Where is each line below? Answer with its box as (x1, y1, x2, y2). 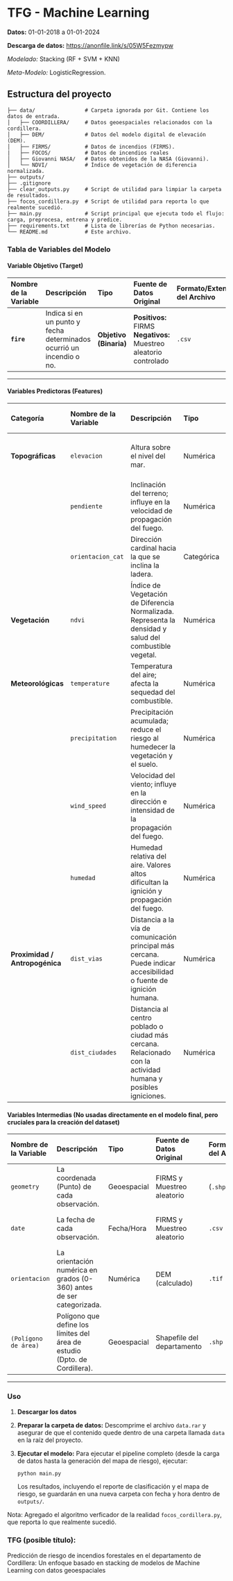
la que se (130, 552, 161, 562)
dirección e (130, 797, 168, 806)
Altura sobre (130, 442, 171, 452)
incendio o (45, 351, 80, 361)
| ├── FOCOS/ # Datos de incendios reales (7, 149, 169, 156)
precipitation (70, 734, 117, 743)
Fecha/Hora (108, 1224, 147, 1234)
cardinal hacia (130, 543, 177, 553)
